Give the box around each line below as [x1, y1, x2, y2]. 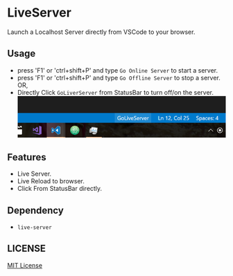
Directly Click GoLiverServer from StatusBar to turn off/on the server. [17, 88, 214, 96]
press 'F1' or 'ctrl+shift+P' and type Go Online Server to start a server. [17, 66, 218, 74]
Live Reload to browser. [17, 177, 85, 185]
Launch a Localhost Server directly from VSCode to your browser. [7, 28, 196, 36]
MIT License [7, 261, 43, 269]
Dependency [7, 204, 64, 216]
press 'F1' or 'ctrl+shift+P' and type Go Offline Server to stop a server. [17, 73, 221, 82]
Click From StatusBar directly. [17, 185, 103, 193]
